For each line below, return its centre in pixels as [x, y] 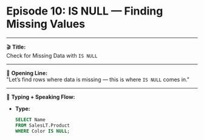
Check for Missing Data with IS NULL [52, 55]
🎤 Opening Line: [27, 73]
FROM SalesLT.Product [42, 125]
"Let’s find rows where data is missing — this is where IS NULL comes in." [98, 79]
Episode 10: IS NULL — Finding [85, 11]
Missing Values [46, 24]
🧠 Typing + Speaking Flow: [41, 97]
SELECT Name [30, 119]
